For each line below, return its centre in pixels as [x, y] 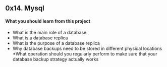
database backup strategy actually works [55, 59]
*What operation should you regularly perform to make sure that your [85, 54]
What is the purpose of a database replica [56, 43]
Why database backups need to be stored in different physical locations [87, 48]
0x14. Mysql [25, 8]
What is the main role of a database [49, 32]
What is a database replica [40, 38]
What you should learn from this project [48, 21]
